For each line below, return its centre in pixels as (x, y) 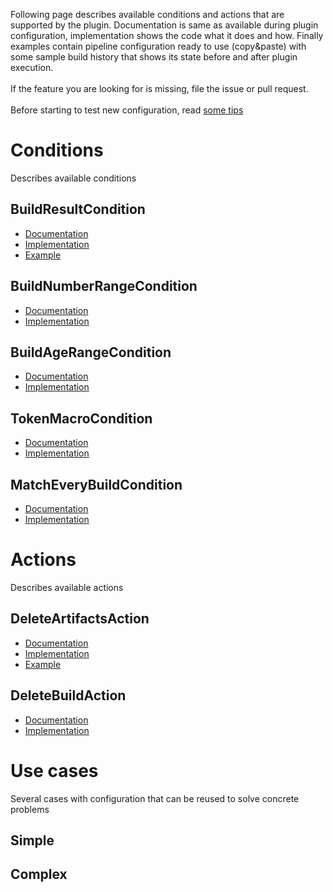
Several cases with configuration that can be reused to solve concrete (155, 798)
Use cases (54, 770)
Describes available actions (67, 587)
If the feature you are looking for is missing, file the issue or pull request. (159, 88)
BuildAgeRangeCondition (91, 352)
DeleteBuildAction (68, 695)
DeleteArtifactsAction (80, 619)
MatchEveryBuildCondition (96, 484)
